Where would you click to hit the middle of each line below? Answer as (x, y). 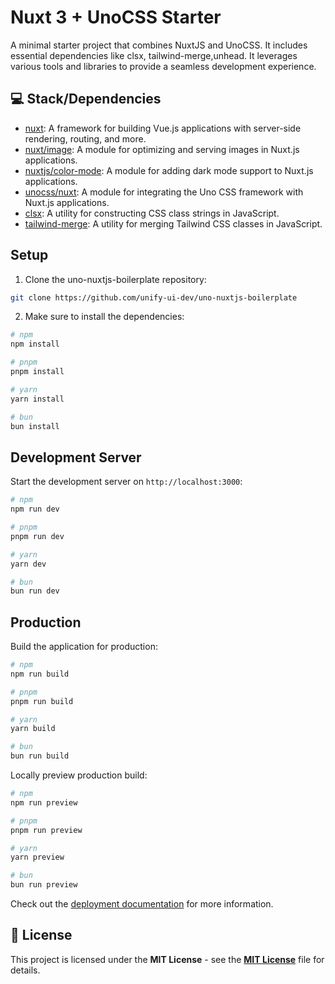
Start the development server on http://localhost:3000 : (126, 482)
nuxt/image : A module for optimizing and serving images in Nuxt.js (162, 149)
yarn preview (37, 857)
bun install (35, 426)
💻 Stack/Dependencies (86, 99)
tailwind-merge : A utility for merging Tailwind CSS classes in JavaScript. (173, 223)
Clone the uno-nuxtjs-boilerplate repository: (115, 279)
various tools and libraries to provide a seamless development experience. (163, 66)
